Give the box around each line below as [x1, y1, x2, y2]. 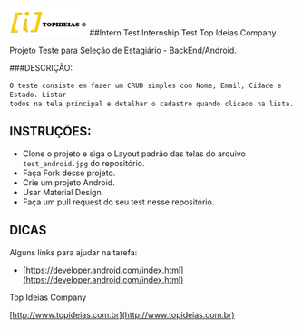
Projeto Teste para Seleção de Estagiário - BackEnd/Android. [9, 45, 238, 55]
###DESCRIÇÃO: [9, 63, 73, 73]
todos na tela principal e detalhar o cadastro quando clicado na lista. [9, 99, 295, 108]
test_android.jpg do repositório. [22, 157, 145, 168]
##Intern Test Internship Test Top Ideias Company [89, 27, 277, 38]
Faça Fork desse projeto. [22, 167, 116, 178]
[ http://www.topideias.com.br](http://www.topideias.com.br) [9, 309, 235, 320]
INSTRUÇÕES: [9, 124, 92, 139]
